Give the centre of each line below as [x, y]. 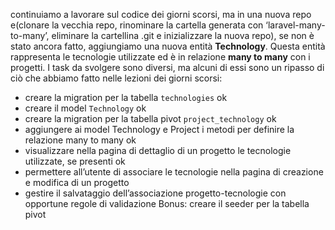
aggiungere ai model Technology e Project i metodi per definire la [159, 129]
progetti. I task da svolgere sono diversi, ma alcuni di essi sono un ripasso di [167, 67]
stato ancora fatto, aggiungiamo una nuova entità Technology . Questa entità [168, 46]
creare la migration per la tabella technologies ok [126, 97]
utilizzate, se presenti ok [75, 161]
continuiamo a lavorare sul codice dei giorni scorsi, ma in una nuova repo [161, 14]
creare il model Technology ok [85, 108]
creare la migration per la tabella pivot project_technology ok [150, 118]
